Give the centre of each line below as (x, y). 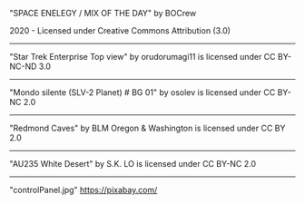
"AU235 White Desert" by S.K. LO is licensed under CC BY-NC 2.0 (133, 164)
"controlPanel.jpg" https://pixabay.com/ (84, 190)
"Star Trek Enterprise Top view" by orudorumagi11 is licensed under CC (143, 57)
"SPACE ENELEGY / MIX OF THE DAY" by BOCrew (103, 13)
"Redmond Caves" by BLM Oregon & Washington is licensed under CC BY (148, 128)
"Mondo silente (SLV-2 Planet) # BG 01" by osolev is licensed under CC (143, 92)
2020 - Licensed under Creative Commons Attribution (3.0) (120, 30)
